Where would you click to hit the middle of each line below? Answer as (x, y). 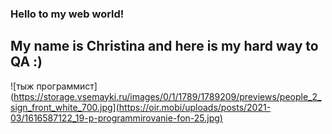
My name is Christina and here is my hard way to (164, 46)
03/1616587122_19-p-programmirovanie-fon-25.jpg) (116, 118)
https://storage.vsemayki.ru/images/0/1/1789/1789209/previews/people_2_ (167, 96)
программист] (67, 86)
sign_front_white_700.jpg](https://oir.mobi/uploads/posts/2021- (141, 107)
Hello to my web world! (67, 14)
